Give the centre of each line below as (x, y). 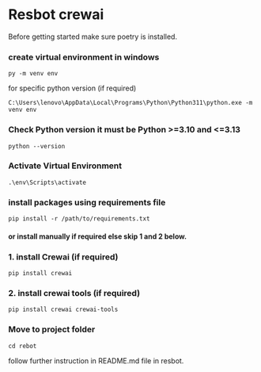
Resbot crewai (56, 15)
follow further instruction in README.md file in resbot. (96, 360)
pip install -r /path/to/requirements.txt (79, 219)
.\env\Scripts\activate (47, 182)
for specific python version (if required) (72, 88)
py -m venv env (33, 74)
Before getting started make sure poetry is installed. (93, 36)
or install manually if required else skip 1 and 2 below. (98, 236)
